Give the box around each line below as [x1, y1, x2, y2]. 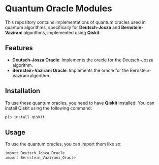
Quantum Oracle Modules [5, 3, 112, 14]
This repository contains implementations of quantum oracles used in [5, 19, 146, 25]
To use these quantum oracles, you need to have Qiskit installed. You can [5, 100, 155, 106]
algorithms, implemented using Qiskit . [23, 29, 101, 35]
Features [5, 44, 33, 52]
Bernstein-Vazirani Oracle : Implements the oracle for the [12, 67, 129, 73]
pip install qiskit [5, 114, 45, 119]
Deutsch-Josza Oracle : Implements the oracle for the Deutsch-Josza [12, 57, 154, 63]
